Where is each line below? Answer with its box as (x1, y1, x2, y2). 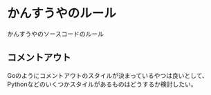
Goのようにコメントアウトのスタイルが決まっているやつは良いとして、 (7, 71, 209, 79)
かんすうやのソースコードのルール (7, 30, 104, 38)
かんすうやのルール (7, 6, 116, 21)
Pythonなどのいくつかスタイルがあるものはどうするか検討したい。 (7, 80, 197, 88)
